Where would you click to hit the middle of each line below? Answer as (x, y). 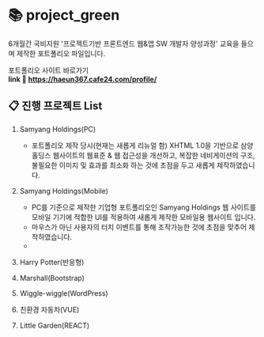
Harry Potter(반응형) (52, 262)
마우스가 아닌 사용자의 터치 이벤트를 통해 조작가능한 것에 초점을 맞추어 (139, 227)
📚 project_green (64, 15)
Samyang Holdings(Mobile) (64, 191)
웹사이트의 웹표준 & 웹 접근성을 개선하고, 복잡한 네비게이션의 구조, (154, 155)
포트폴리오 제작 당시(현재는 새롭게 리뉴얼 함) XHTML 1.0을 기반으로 (135, 145)
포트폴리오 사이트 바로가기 (49, 70)
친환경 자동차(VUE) (49, 309)
